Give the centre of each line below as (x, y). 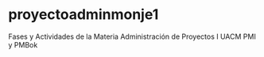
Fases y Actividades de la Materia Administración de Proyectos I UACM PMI (132, 36)
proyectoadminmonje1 (83, 15)
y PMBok (23, 44)
